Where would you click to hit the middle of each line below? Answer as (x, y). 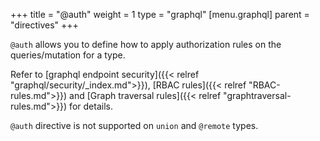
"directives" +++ (44, 25)
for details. (91, 106)
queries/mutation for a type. (68, 55)
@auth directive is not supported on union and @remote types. (134, 125)
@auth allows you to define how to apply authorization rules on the (146, 44)
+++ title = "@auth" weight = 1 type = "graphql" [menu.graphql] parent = (160, 14)
